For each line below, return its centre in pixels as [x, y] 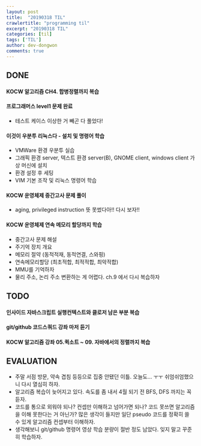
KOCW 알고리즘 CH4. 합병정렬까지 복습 [53, 91]
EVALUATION [32, 361]
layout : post [22, 12]
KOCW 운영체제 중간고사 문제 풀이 [46, 195]
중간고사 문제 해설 [36, 239]
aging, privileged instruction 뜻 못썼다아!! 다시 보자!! [77, 210]
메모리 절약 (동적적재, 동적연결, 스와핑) [60, 254]
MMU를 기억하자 [34, 269]
